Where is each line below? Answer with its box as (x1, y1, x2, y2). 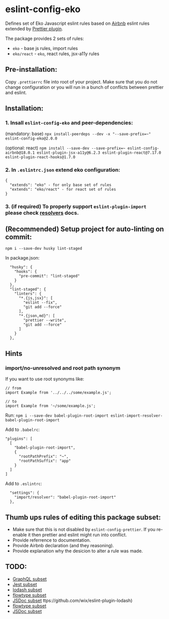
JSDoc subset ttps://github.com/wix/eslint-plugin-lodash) (12, 597, 133, 603)
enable (12, 532, 27, 538)
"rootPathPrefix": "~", (18, 454, 69, 459)
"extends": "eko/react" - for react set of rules (10, 187, 116, 192)
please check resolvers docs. (5, 209, 79, 216)
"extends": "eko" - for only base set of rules (10, 182, 112, 188)
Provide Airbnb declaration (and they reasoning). (12, 542, 115, 548)
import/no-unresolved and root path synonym (5, 364, 121, 371)
